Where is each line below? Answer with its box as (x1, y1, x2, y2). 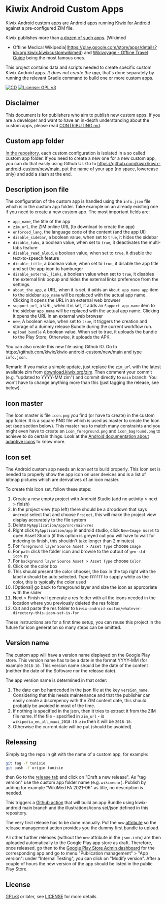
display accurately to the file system (12, 517, 87, 523)
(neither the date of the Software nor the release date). (5, 667, 117, 673)
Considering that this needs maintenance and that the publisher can (12, 692, 151, 698)
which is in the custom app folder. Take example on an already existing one (5, 204, 158, 210)
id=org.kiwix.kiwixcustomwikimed (12, 49, 82, 55)
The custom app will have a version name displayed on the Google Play (5, 652, 150, 658)
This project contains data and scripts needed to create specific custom (5, 64, 152, 70)
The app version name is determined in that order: (5, 677, 107, 683)
